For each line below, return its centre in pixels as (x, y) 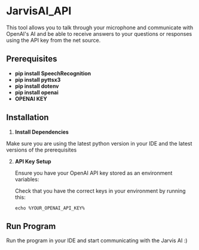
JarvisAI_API (39, 11)
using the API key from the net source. (53, 40)
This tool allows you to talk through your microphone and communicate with (99, 27)
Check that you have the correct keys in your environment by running (100, 191)
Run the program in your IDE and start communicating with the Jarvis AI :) (97, 240)
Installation (27, 118)
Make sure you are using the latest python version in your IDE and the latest (99, 143)
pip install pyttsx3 (38, 79)
